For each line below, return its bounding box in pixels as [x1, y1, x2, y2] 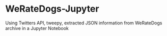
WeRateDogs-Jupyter [5, 3, 99, 15]
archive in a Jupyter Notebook [5, 25, 69, 31]
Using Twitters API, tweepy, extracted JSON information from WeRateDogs [5, 20, 162, 26]
